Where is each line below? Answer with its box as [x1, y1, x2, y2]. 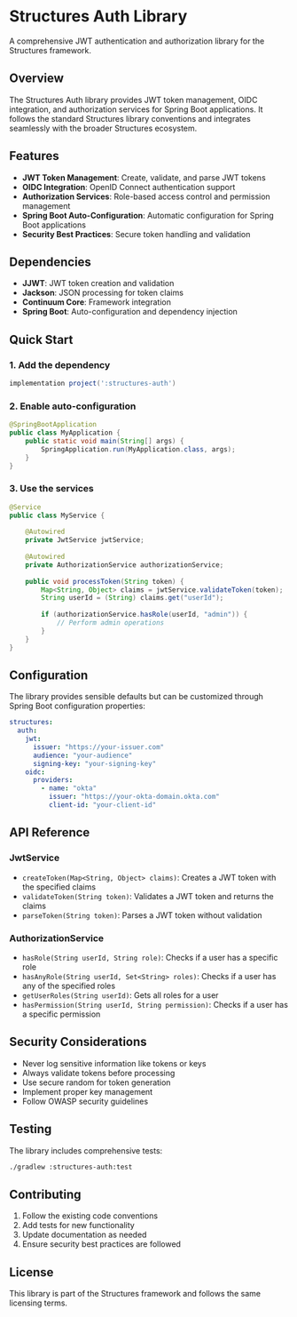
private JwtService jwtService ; [25, 536, 145, 545]
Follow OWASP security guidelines [21, 1096, 149, 1106]
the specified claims [21, 882, 96, 892]
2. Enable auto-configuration [9, 400, 137, 412]
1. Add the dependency [9, 358, 111, 371]
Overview [9, 71, 65, 86]
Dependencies [9, 254, 91, 269]
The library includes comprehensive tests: [9, 1145, 163, 1156]
